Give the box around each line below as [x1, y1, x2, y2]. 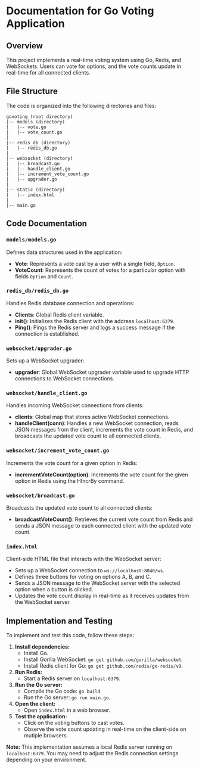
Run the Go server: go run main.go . [23, 694, 111, 701]
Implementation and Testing [6, 616, 113, 626]
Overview [6, 41, 43, 51]
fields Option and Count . [14, 272, 73, 280]
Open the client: [14, 700, 55, 708]
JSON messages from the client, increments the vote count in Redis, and [14, 426, 194, 433]
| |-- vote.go [6, 124, 46, 130]
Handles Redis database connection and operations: [6, 299, 135, 306]
